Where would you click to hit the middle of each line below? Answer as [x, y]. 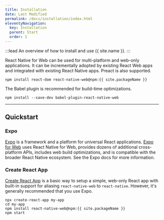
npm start [15, 213]
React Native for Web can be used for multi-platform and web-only [72, 60]
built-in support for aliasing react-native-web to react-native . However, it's [81, 186]
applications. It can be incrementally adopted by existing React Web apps [79, 65]
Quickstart [22, 117]
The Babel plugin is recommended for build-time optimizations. [69, 88]
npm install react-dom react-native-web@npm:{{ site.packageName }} [76, 79]
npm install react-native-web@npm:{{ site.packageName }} [65, 208]
